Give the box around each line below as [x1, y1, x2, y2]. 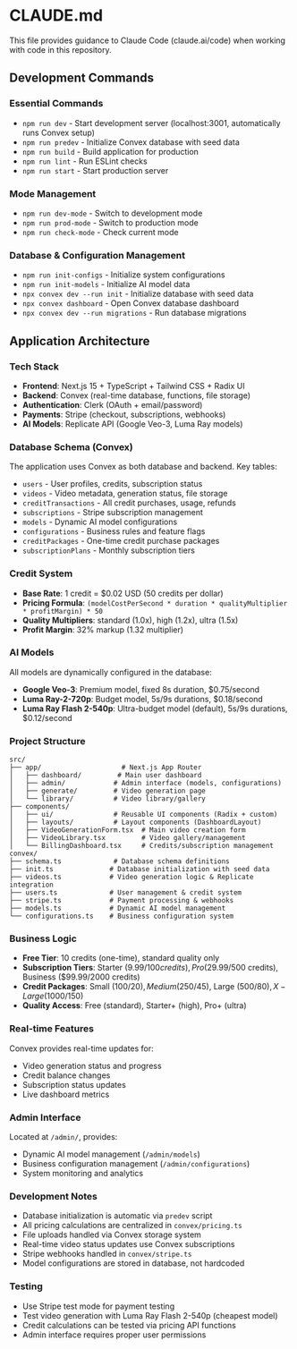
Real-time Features [9, 1022, 94, 1035]
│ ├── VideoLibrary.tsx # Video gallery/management [9, 834, 246, 843]
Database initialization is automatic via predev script [21, 1210, 213, 1221]
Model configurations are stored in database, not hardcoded [21, 1258, 245, 1268]
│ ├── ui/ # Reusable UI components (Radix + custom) [9, 810, 278, 819]
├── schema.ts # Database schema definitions [9, 857, 230, 866]
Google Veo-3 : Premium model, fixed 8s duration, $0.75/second [21, 683, 260, 694]
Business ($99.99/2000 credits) [21, 971, 140, 982]
